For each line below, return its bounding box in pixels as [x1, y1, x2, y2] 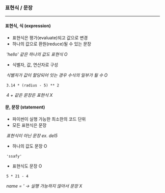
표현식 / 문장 [5, 4, 33, 11]
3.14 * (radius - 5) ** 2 [6, 83, 59, 88]
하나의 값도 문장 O [12, 143, 48, 149]
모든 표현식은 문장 [12, 122, 47, 128]
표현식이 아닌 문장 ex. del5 [6, 133, 58, 138]
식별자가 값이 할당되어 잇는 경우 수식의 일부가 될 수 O [6, 72, 108, 78]
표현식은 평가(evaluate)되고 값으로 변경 [12, 34, 88, 40]
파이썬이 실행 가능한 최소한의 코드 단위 [12, 116, 86, 122]
